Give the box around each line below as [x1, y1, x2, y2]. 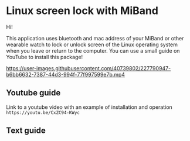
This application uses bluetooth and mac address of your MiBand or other [6, 35, 184, 42]
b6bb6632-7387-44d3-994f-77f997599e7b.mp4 [6, 71, 125, 78]
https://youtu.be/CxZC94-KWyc [6, 109, 80, 115]
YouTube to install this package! [6, 53, 83, 60]
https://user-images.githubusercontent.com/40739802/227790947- [6, 64, 171, 71]
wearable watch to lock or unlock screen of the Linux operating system [6, 41, 178, 48]
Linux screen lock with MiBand [6, 4, 158, 18]
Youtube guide [6, 88, 61, 98]
